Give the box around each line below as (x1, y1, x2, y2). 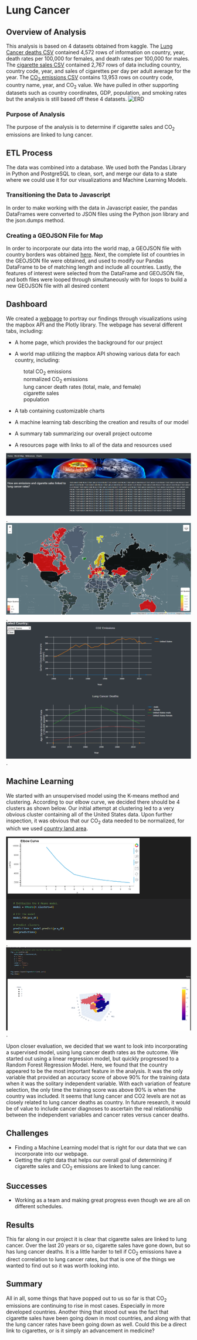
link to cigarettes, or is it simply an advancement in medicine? (6, 1327, 155, 1334)
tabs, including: (6, 327, 43, 334)
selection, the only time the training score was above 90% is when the (6, 1086, 176, 1093)
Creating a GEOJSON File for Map (6, 231, 103, 239)
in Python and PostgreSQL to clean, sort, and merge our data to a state (6, 170, 178, 177)
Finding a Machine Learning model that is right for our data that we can (14, 1144, 186, 1151)
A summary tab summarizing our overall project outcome (14, 430, 152, 437)
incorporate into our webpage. (14, 1150, 89, 1157)
